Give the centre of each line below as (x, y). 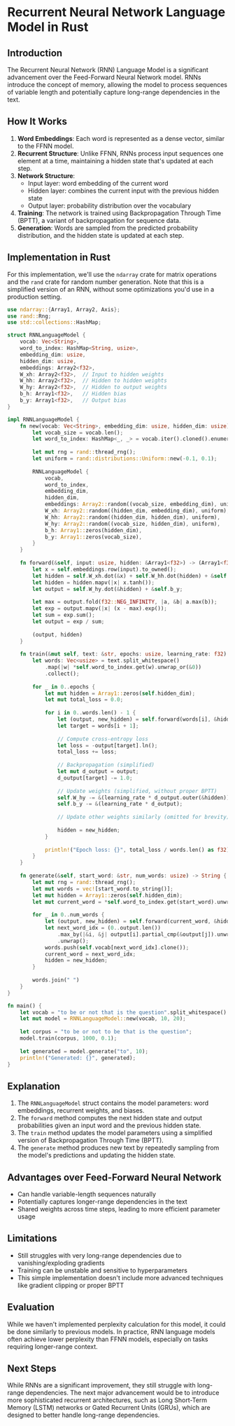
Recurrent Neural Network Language (116, 12)
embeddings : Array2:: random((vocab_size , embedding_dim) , (131, 504)
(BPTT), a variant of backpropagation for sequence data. (99, 220)
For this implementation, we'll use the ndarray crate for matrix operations (112, 274)
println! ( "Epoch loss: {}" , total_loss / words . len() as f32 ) (137, 850)
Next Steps (32, 1369)
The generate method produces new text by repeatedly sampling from (118, 1148)
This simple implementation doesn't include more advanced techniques (120, 1277)
